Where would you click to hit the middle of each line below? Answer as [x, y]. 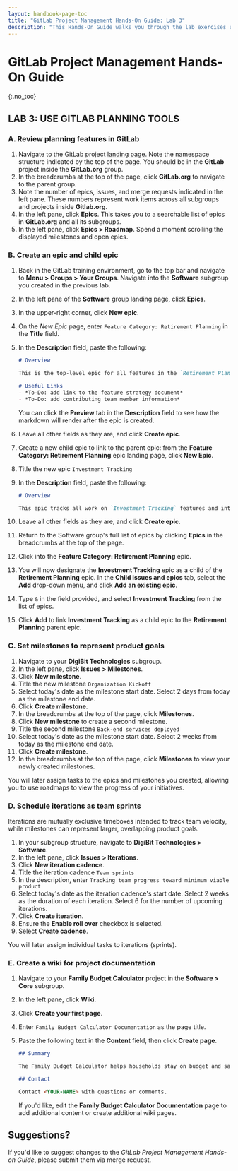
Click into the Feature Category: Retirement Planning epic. [105, 557]
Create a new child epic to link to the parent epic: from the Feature [115, 447]
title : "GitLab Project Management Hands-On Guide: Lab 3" [97, 20]
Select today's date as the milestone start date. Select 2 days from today [124, 691]
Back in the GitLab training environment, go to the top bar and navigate [121, 271]
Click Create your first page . [60, 1014]
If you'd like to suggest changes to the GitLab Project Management [106, 1152]
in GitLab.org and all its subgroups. [70, 222]
